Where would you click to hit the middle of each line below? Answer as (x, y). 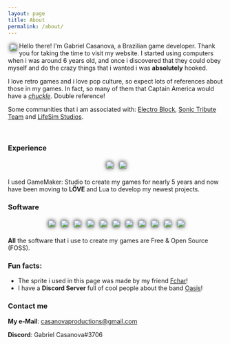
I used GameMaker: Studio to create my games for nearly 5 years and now (113, 182)
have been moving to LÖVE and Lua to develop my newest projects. (104, 189)
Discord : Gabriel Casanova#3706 (55, 334)
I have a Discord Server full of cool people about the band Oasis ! (110, 288)
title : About (27, 20)
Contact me (28, 306)
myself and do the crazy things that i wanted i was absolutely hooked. (108, 68)
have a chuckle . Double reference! (56, 96)
